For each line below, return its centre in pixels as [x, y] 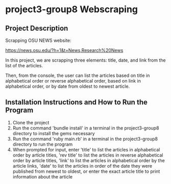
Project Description [37, 28]
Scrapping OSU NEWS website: [38, 40]
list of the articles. [24, 65]
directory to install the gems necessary [54, 133]
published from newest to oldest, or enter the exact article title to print [86, 171]
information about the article [43, 176]
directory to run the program [43, 144]
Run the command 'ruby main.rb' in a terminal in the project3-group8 [85, 139]
